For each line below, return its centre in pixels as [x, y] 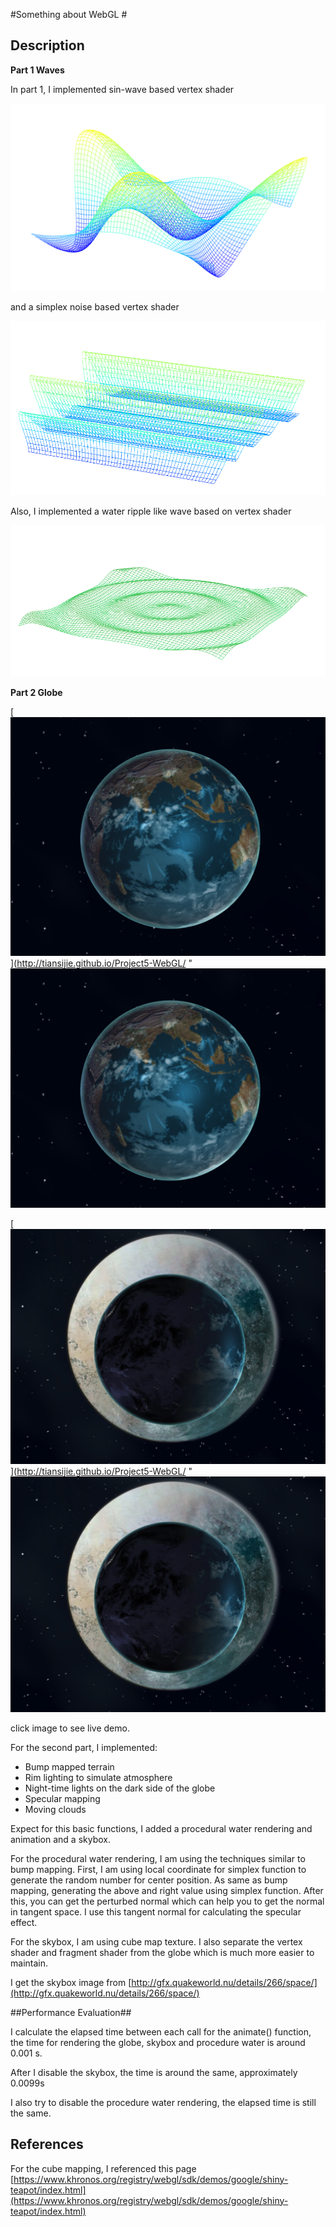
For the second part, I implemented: [84, 1747]
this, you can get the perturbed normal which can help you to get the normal [167, 1901]
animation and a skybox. [61, 1839]
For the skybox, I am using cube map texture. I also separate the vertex [156, 1941]
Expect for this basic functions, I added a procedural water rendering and [161, 1828]
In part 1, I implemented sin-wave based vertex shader [122, 89]
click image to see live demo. [70, 1728]
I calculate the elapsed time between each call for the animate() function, [161, 2031]
